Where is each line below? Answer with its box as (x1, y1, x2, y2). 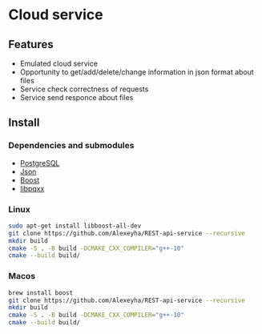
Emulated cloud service (19, 58, 99, 68)
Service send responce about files (19, 93, 134, 102)
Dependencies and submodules (8, 140, 135, 151)
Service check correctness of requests (19, 84, 149, 94)
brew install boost (8, 288, 74, 297)
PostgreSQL (19, 158, 60, 167)
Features (8, 38, 54, 51)
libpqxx (19, 183, 45, 193)
